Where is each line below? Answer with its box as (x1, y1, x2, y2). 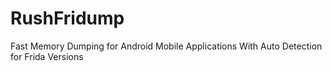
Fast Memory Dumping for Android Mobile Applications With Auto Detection (10, 40, 323, 52)
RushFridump (10, 7, 125, 30)
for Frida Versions (10, 50, 84, 62)
